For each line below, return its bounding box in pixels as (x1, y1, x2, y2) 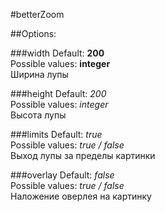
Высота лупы (10, 109, 67, 121)
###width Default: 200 (10, 47, 105, 59)
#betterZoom (10, 9, 65, 20)
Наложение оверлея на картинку (10, 190, 152, 202)
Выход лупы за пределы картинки (10, 150, 156, 161)
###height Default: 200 (10, 88, 107, 99)
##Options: (10, 28, 57, 39)
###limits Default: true (10, 129, 103, 140)
